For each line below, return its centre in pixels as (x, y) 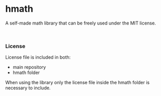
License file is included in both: (38, 57)
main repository (29, 67)
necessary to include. (28, 88)
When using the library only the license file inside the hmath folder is (77, 83)
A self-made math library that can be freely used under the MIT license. (81, 23)
